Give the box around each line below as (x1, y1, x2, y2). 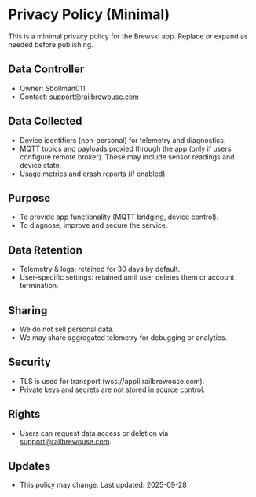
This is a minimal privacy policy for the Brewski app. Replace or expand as (8, 31, 249, 41)
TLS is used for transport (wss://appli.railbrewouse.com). (19, 376, 205, 386)
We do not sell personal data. (19, 324, 115, 334)
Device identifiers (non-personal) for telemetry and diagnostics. (19, 135, 226, 144)
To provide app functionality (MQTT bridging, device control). (19, 212, 219, 221)
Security (8, 356, 51, 369)
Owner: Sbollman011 (19, 83, 86, 93)
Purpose (8, 191, 51, 205)
